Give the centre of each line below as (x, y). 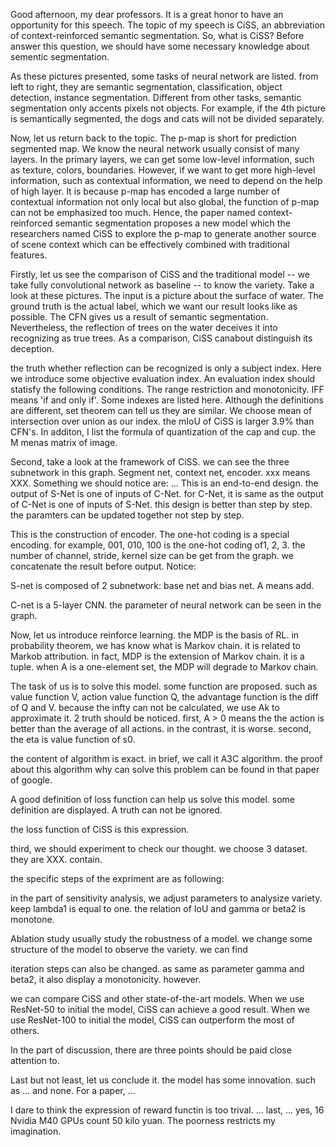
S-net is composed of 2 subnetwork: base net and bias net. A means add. (162, 585)
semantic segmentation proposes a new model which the (172, 223)
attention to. (35, 1060)
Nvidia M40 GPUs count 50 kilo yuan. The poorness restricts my (143, 1120)
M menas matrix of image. (64, 442)
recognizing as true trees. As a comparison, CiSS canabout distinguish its (161, 338)
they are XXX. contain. (56, 859)
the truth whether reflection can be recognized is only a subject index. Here (166, 368)
